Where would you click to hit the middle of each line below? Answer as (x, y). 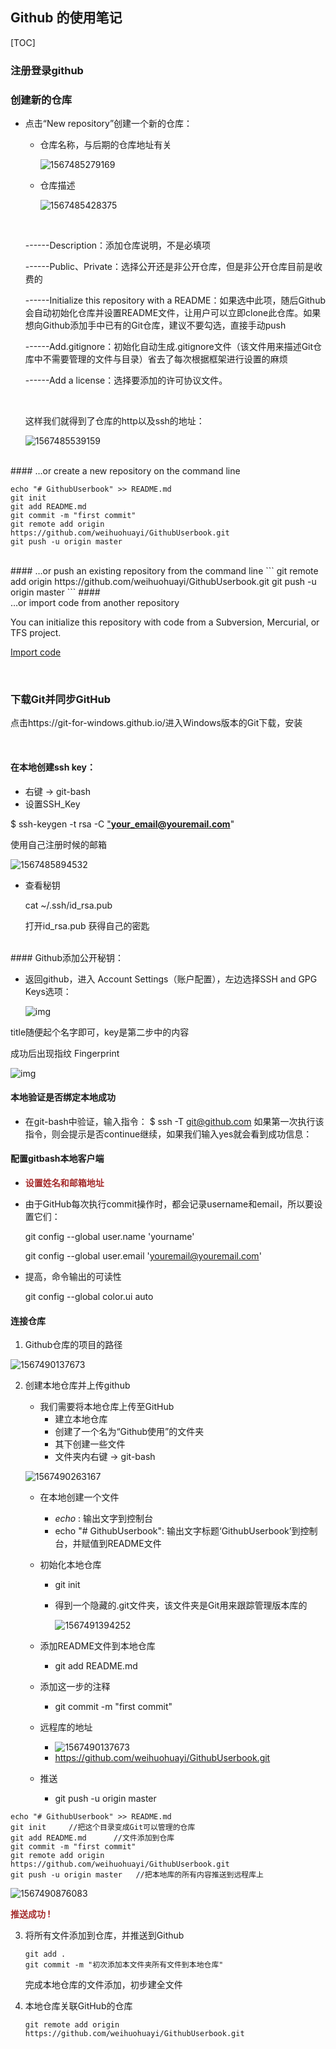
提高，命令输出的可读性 (73, 1276)
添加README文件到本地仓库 (97, 1646)
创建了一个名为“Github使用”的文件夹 (129, 1432)
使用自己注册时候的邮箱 (58, 844)
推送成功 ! (31, 1914)
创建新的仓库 (41, 100)
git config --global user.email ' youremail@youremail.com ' (143, 1255)
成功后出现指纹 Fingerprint (65, 1053)
